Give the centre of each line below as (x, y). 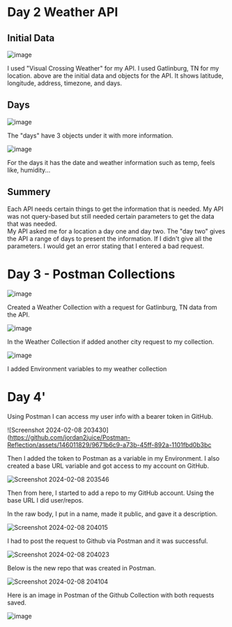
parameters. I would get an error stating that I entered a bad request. (106, 246)
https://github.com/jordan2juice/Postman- (70, 437)
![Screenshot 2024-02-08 (45, 430)
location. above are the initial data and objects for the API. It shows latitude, (116, 75)
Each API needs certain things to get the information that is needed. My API (116, 209)
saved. (17, 603)
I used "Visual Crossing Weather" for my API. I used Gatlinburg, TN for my (113, 68)
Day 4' (26, 397)
